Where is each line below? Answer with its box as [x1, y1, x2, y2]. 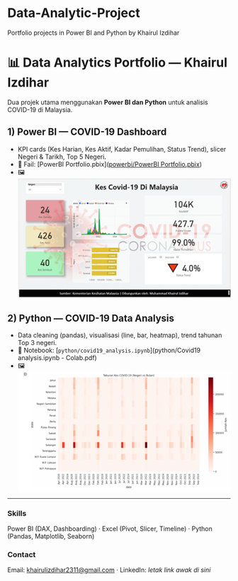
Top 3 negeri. [17, 339, 57, 347]
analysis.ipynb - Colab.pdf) [17, 354, 97, 362]
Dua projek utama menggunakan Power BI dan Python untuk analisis [7, 98, 208, 106]
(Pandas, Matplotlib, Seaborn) [7, 531, 95, 540]
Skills [7, 508, 27, 518]
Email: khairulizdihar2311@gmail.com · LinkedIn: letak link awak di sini [7, 565, 211, 575]
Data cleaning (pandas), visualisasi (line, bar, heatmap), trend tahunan [17, 331, 222, 339]
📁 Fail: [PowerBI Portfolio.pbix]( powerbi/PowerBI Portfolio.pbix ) [17, 159, 202, 168]
